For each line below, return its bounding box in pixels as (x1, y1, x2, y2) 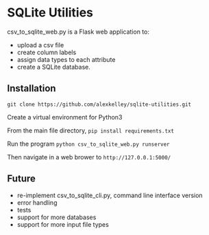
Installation (7, 82, 56, 94)
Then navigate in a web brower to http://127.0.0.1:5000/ (7, 153, 171, 161)
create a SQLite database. (16, 63, 90, 71)
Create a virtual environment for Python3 (7, 113, 123, 121)
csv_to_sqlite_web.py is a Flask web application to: (7, 27, 149, 36)
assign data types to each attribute (16, 55, 116, 63)
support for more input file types (16, 220, 110, 228)
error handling (16, 198, 58, 207)
